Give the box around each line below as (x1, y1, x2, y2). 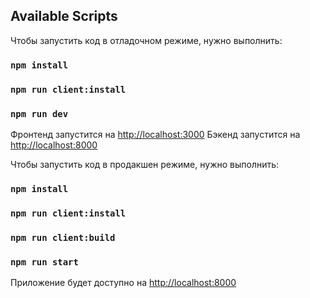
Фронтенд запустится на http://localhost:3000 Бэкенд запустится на (10, 128, 301, 140)
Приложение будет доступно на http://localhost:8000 (10, 277, 237, 289)
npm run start (10, 256, 79, 268)
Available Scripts (10, 8, 118, 25)
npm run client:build (10, 232, 116, 243)
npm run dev (10, 108, 69, 119)
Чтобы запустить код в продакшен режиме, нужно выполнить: (10, 158, 280, 170)
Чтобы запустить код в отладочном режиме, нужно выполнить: (10, 34, 283, 46)
